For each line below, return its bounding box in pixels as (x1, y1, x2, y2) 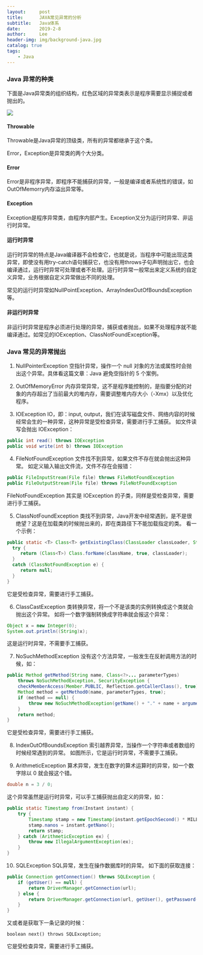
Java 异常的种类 (7, 75, 54, 83)
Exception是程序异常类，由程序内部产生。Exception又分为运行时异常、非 (7, 214, 189, 221)
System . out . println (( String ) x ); (7, 628, 88, 634)
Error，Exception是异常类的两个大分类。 (7, 150, 107, 157)
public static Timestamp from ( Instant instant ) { (7, 805, 134, 811)
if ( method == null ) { (17, 694, 75, 700)
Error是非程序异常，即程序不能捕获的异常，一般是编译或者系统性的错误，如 (7, 178, 193, 185)
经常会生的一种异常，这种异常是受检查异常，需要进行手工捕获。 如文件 (15, 418, 192, 425)
